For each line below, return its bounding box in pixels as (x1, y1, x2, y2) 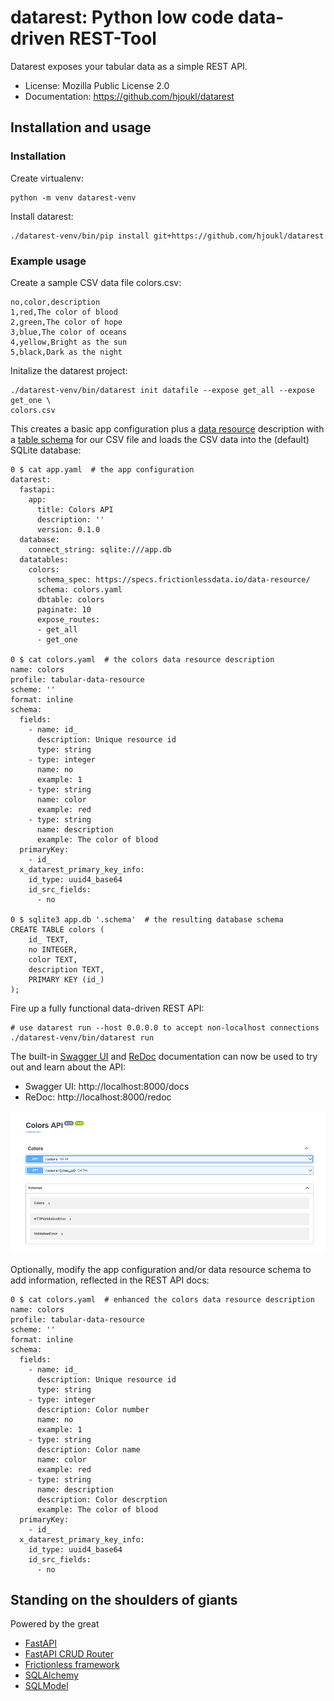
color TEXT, (28, 954, 78, 965)
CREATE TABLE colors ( (10, 924, 105, 935)
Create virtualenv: (10, 172, 84, 184)
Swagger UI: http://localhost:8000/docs (24, 1080, 190, 1092)
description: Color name (36, 1444, 141, 1455)
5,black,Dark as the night (10, 347, 123, 357)
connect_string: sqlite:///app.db (28, 544, 172, 555)
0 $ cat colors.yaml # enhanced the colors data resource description (10, 1294, 315, 1305)
